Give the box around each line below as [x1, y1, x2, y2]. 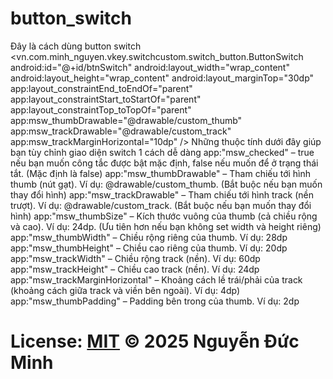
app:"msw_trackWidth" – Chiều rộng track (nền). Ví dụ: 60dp [10, 252, 261, 264]
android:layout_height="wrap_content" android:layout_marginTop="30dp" [10, 72, 315, 84]
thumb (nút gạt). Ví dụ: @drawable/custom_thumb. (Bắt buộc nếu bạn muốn [10, 178, 323, 190]
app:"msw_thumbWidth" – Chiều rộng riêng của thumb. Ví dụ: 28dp [10, 231, 288, 243]
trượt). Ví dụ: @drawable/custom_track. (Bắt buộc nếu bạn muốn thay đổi [10, 199, 312, 211]
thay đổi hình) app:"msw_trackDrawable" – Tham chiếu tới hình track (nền [10, 188, 315, 201]
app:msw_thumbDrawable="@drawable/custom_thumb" [10, 114, 243, 126]
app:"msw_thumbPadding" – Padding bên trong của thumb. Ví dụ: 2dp [10, 295, 300, 307]
